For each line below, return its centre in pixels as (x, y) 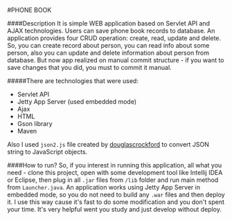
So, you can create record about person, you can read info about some (108, 45)
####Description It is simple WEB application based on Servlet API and (108, 23)
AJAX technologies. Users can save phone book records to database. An (111, 31)
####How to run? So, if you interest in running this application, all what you (115, 165)
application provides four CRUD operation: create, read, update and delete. (114, 38)
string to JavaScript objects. (47, 152)
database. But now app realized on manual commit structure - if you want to (116, 60)
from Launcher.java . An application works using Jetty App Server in (104, 187)
